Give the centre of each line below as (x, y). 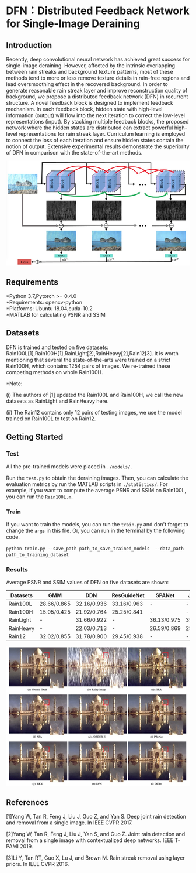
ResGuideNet (128, 595)
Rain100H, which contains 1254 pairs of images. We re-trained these (88, 366)
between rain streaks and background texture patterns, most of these (90, 72)
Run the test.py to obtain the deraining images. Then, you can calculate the (97, 478)
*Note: (14, 384)
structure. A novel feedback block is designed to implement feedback (90, 103)
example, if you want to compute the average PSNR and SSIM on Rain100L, (96, 490)
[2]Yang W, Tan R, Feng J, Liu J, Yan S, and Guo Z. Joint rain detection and (96, 834)
